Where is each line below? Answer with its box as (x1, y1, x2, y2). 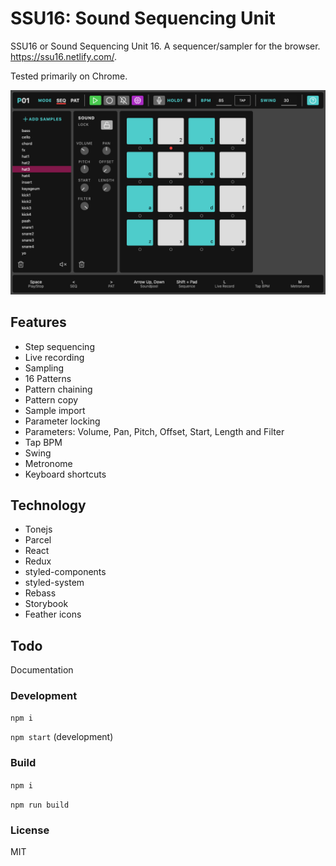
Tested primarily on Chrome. (10, 70, 128, 82)
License (10, 823, 50, 837)
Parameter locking (24, 415, 101, 427)
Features (10, 314, 67, 331)
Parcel (24, 534, 52, 546)
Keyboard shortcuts (24, 468, 107, 480)
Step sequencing (24, 340, 95, 352)
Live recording (24, 351, 85, 363)
